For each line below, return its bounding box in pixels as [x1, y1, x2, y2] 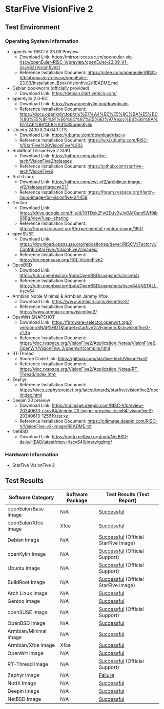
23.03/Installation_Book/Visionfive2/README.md [19, 80, 118, 86]
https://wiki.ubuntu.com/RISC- [87, 137, 149, 143]
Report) [119, 497, 137, 504]
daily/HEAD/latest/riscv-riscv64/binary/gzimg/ [19, 439, 112, 445]
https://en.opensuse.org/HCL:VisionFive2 [19, 257, 103, 262]
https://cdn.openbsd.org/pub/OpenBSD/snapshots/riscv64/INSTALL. [19, 283, 158, 288]
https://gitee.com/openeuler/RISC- [87, 70, 157, 75]
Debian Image [7, 536, 40, 543]
